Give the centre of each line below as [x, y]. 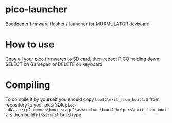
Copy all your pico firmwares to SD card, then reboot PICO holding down [82, 59]
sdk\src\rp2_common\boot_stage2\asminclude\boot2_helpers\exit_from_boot [86, 110]
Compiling [28, 85]
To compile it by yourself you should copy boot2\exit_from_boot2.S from [82, 99]
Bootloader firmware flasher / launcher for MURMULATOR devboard [78, 24]
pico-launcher [37, 10]
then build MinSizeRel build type [47, 115]
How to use [30, 45]
